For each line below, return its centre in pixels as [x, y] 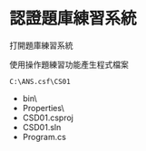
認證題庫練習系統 [73, 19]
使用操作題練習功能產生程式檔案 [69, 64]
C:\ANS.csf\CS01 [40, 81]
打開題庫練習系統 [41, 45]
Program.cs [44, 137]
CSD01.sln [42, 127]
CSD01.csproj [48, 118]
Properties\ [44, 108]
